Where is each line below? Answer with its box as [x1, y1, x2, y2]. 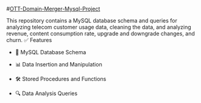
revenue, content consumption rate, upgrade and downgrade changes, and [6, 30, 195, 37]
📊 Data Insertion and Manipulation [15, 61, 102, 68]
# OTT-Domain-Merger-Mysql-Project [6, 5, 100, 12]
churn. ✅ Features [6, 37, 52, 43]
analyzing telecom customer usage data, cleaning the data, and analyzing [6, 24, 192, 30]
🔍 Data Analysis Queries [15, 90, 78, 97]
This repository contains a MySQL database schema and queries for [6, 17, 178, 24]
